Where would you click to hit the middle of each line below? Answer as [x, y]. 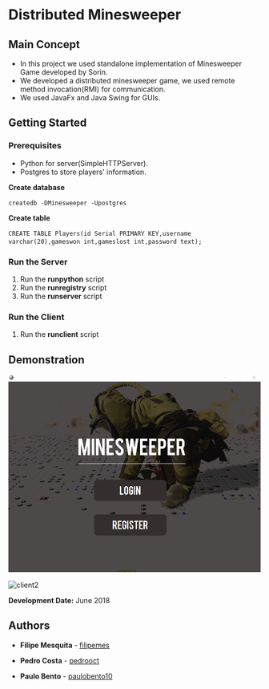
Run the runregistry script [63, 287]
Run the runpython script [62, 279]
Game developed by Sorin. [64, 72]
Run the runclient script [59, 334]
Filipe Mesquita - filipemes [64, 645]
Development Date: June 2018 [59, 601]
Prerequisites [35, 146]
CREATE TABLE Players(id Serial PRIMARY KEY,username [100, 233]
